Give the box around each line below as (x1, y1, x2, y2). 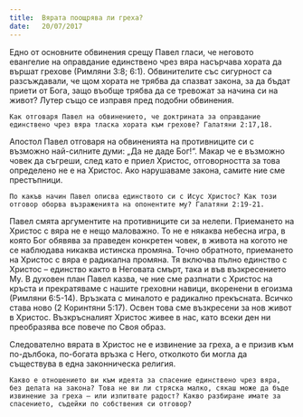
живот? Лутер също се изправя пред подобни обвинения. (9, 94, 234, 105)
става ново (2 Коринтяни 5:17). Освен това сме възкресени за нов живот (9, 302, 292, 313)
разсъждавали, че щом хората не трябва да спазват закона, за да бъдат (9, 75, 291, 86)
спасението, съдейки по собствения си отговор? (9, 399, 193, 408)
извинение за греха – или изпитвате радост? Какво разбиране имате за (9, 391, 281, 401)
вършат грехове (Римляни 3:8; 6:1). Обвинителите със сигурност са (9, 65, 273, 77)
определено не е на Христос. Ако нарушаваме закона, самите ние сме (9, 165, 286, 175)
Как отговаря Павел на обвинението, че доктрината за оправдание (9, 112, 260, 121)
